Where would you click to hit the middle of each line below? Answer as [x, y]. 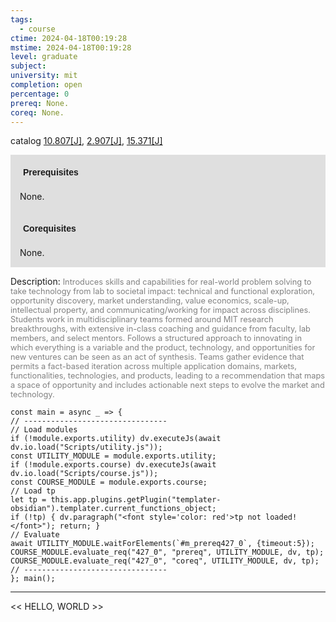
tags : [21, 19]
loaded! [281, 517]
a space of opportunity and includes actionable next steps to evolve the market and [167, 385]
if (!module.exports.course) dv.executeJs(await [113, 465]
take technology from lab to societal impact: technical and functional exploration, [162, 291]
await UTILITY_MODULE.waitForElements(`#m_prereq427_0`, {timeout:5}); [162, 544]
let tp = [28, 500]
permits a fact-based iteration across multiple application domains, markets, [153, 366]
